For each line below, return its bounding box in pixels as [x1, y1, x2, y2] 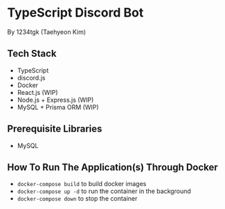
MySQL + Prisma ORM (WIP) [17, 102, 99, 111]
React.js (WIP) [17, 88, 58, 96]
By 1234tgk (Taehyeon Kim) [7, 28, 87, 36]
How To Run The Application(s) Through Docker [7, 161, 218, 173]
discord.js [17, 73, 46, 82]
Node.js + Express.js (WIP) [17, 96, 94, 104]
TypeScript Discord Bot [7, 5, 144, 21]
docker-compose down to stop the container [17, 194, 138, 203]
